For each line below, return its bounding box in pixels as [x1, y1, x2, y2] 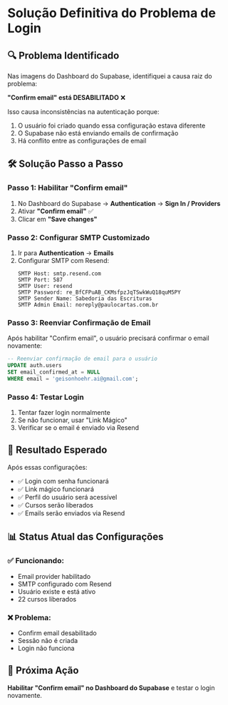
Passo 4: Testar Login [7, 392, 84, 402]
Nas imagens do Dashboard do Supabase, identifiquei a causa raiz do [7, 72, 212, 80]
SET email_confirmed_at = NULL [7, 369, 100, 376]
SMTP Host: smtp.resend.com [17, 269, 101, 277]
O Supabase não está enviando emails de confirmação [17, 129, 179, 137]
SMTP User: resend [17, 282, 73, 289]
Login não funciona [17, 644, 75, 652]
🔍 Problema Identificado [7, 49, 120, 61]
